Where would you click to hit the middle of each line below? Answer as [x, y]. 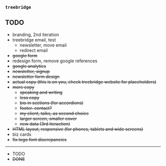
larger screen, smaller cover [48, 119]
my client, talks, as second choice [54, 113]
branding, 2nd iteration [36, 35]
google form [25, 55]
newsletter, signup [31, 71]
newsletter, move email [43, 45]
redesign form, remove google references [55, 61]
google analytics [29, 66]
